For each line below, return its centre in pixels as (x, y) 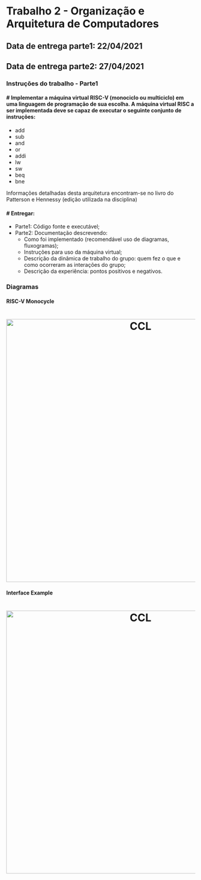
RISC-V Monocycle (30, 301)
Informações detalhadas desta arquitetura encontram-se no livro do (90, 193)
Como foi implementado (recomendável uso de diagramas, (96, 239)
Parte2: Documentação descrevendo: (61, 233)
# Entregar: (20, 213)
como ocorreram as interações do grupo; (75, 265)
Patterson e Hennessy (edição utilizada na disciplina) (72, 200)
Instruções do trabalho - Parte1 (52, 84)
